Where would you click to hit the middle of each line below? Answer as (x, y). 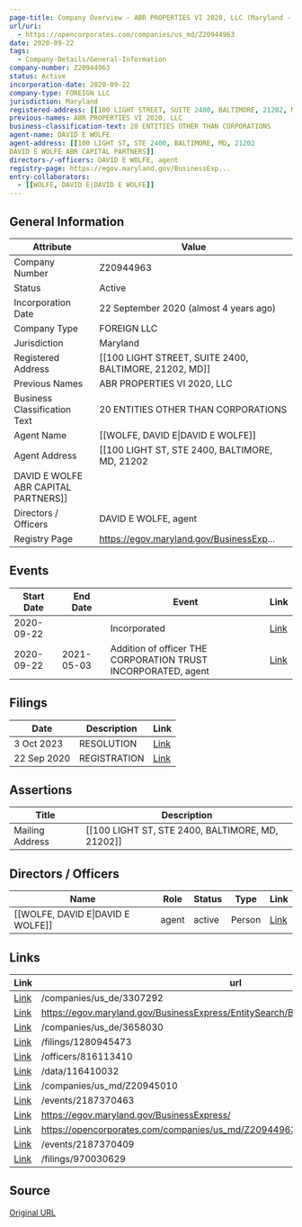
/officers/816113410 (87, 1056)
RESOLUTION (108, 744)
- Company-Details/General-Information (92, 59)
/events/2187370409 (88, 1144)
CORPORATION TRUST (159, 660)
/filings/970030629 (83, 1159)
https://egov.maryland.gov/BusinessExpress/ (136, 1115)
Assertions (41, 790)
